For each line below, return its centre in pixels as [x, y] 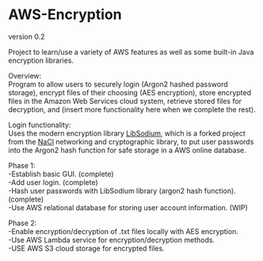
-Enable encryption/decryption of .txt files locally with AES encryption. [124, 231]
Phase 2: [23, 223]
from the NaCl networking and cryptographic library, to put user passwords [131, 141]
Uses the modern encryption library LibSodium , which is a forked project [127, 133]
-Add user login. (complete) [53, 182]
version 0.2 [27, 36]
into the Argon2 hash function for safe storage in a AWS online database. [128, 150]
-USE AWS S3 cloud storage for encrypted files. [86, 248]
